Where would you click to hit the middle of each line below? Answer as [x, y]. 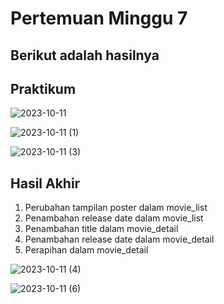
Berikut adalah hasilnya [85, 55]
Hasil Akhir [45, 183]
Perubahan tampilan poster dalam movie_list [116, 208]
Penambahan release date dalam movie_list [114, 218]
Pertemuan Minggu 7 [99, 18]
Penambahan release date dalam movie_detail [119, 239]
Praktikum [43, 88]
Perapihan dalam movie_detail [86, 250]
